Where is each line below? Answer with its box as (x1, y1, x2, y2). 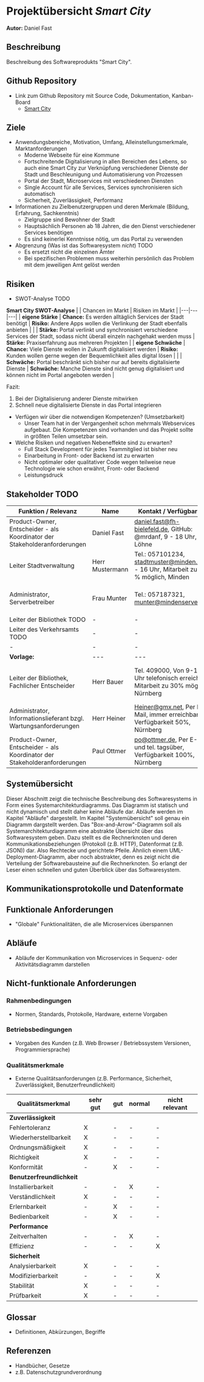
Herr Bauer (92, 678, 124, 686)
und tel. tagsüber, (134, 743, 185, 751)
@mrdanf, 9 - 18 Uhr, (134, 533, 197, 541)
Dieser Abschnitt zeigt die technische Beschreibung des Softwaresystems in (6, 795, 197, 802)
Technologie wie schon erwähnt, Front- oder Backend (24, 465, 159, 472)
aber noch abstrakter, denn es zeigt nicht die (67, 853, 180, 860)
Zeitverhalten (9, 1232, 47, 1241)
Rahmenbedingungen (6, 997, 72, 1005)
